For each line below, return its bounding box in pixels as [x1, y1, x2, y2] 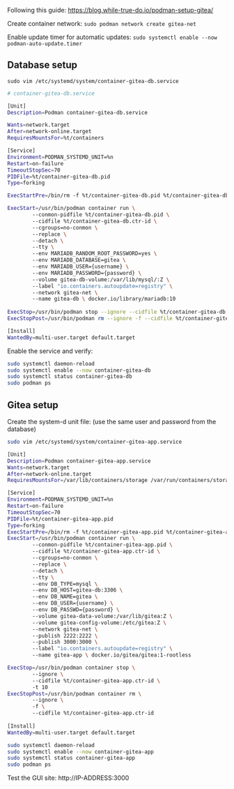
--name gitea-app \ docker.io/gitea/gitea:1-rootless [32, 652, 192, 659]
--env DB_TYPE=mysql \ [32, 580, 98, 587]
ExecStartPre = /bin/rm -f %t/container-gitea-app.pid [7, 528, 164, 536]
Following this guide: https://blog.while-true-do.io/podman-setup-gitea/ [7, 6, 214, 14]
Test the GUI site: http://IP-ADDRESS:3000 [7, 774, 130, 782]
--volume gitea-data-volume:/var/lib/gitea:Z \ [32, 613, 173, 619]
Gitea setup [7, 399, 59, 411]
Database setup [7, 59, 78, 71]
